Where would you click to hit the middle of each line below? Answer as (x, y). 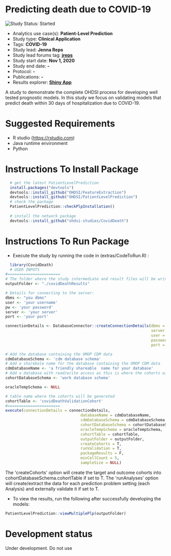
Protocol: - (24, 71)
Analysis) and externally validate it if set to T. (52, 489)
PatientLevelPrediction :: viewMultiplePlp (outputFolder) (66, 513)
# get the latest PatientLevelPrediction (54, 183)
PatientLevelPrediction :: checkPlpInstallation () (62, 207)
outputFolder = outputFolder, (112, 439)
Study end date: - (31, 66)
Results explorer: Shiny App (42, 82)
